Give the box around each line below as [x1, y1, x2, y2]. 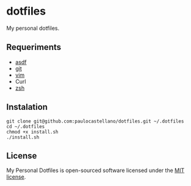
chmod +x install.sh [6, 129, 59, 135]
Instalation [6, 102, 48, 112]
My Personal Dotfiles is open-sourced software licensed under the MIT [6, 166, 185, 174]
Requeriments [6, 42, 62, 52]
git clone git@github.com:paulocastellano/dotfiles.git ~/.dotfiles [6, 118, 184, 124]
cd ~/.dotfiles [6, 123, 45, 129]
